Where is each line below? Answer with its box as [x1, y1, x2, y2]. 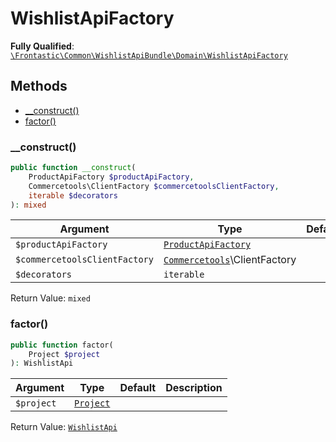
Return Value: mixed [10, 292, 91, 304]
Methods [10, 78, 68, 95]
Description [165, 381, 223, 395]
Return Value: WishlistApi [10, 421, 118, 433]
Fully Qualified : [10, 40, 75, 52]
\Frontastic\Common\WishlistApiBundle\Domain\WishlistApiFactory [10, 50, 288, 61]
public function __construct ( [10, 163, 137, 173]
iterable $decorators [28, 190, 118, 201]
